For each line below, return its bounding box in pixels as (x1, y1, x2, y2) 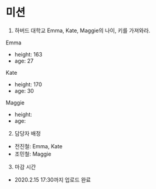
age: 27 (14, 57, 34, 64)
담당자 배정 (14, 129, 41, 137)
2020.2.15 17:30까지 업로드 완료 (14, 176, 92, 183)
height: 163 (14, 50, 43, 58)
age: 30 (14, 87, 34, 94)
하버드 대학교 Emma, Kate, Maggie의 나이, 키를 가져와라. (14, 27, 151, 34)
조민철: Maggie (14, 150, 52, 157)
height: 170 (14, 80, 42, 88)
